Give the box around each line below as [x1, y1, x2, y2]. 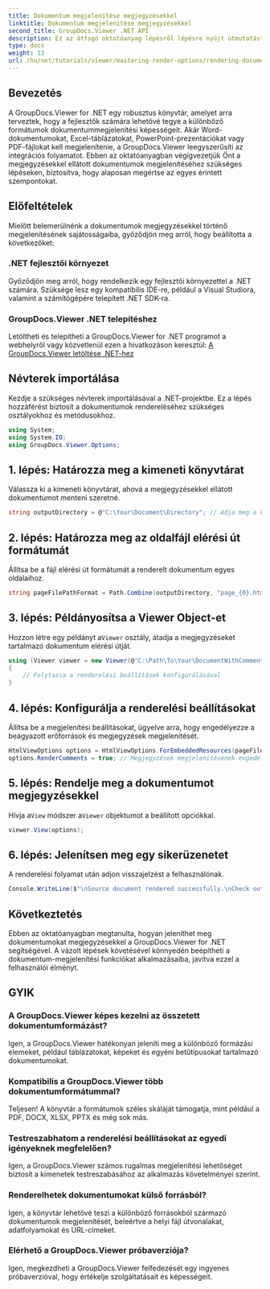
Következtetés [8, 907, 83, 921]
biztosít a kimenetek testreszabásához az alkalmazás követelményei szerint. [8, 1169, 260, 1179]
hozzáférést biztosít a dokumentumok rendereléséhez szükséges [8, 401, 225, 411]
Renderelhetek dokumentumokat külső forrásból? [8, 1189, 207, 1201]
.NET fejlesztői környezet [8, 258, 109, 269]
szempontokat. [8, 176, 58, 186]
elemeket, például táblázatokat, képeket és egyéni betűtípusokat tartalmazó [8, 1047, 259, 1057]
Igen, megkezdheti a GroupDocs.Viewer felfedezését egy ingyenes [8, 1263, 230, 1273]
